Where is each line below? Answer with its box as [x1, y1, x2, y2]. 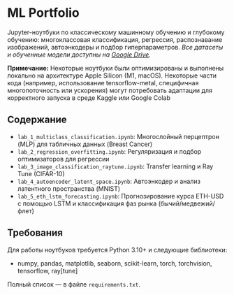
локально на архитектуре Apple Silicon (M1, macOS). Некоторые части [7, 71, 217, 80]
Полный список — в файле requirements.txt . [7, 280, 141, 288]
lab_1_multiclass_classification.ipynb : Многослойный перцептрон [17, 132, 220, 141]
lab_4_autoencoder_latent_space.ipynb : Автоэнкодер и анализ [17, 177, 201, 185]
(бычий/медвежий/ [158, 199, 215, 208]
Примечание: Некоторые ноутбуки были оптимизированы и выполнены [7, 64, 224, 72]
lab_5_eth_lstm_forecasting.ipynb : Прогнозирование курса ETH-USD [17, 192, 224, 200]
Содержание [7, 114, 68, 126]
